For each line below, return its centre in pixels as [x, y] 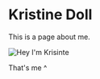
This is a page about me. [49, 37]
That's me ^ [28, 67]
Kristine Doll [50, 15]
